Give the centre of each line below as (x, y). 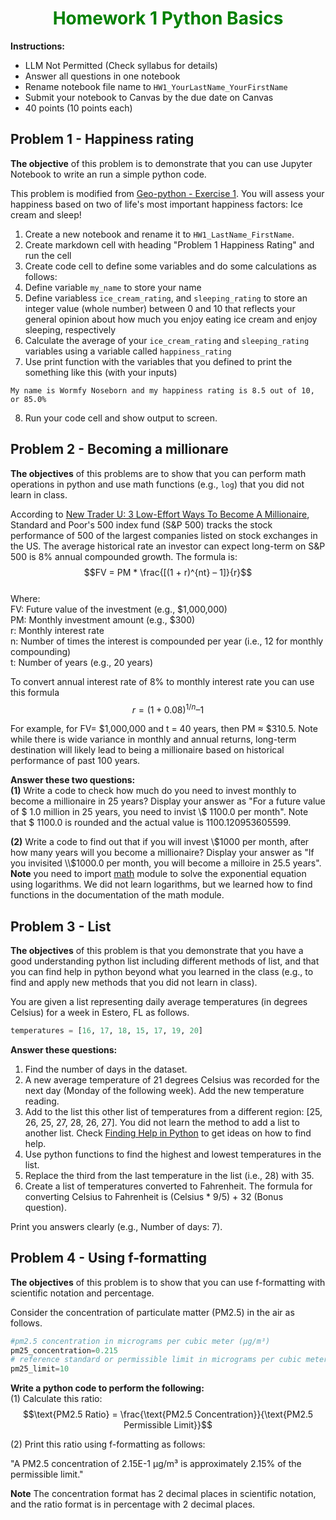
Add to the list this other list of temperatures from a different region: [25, (173, 1111)
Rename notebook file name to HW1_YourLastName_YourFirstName (156, 86)
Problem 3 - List (61, 926)
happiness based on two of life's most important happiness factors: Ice (156, 204)
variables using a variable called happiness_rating (128, 351)
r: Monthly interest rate (57, 630)
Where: (25, 598)
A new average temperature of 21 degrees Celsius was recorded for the (172, 1079)
